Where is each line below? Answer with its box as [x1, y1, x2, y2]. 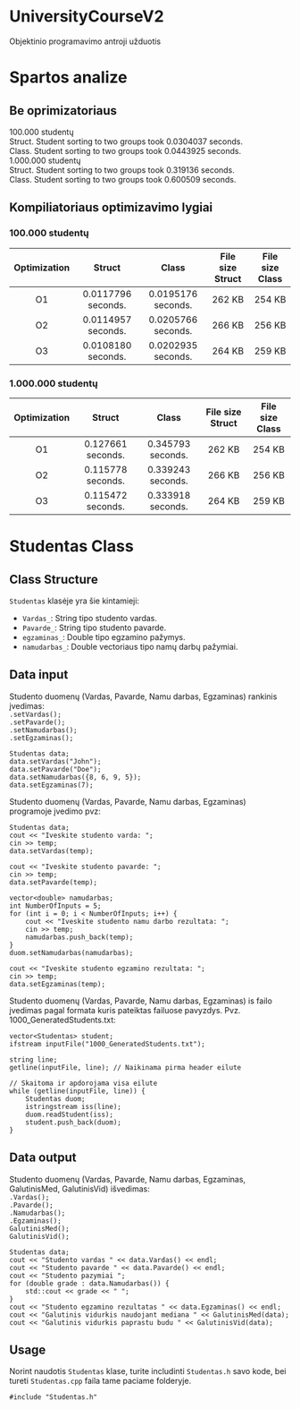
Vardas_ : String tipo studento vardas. [21, 612, 158, 623]
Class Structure [9, 571, 98, 587]
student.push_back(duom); [25, 1117, 122, 1127]
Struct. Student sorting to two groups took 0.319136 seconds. [9, 164, 235, 175]
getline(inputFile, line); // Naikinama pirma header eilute [9, 1063, 242, 1072]
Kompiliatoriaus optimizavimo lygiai [9, 200, 213, 216]
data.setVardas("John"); [9, 756, 102, 766]
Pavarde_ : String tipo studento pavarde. [21, 622, 167, 633]
